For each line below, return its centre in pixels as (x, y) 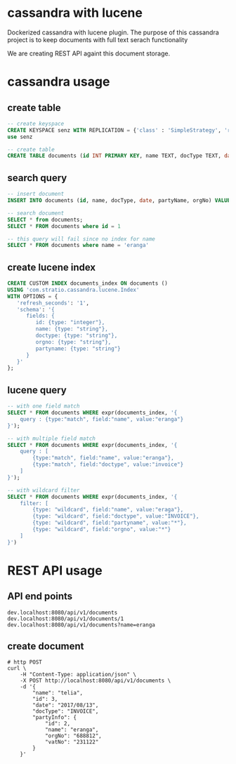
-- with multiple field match (52, 438)
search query (37, 178)
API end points (40, 597)
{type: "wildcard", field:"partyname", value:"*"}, (110, 523)
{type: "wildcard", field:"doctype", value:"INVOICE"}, (116, 516)
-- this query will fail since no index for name (81, 239)
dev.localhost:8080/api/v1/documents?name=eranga (81, 625)
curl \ (17, 669)
